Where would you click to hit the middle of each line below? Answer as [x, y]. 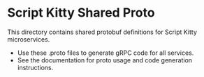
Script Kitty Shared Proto [81, 13]
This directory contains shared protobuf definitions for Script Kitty [102, 32]
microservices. [29, 39]
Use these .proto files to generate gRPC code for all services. [105, 53]
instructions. [35, 67]
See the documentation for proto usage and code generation [105, 60]
